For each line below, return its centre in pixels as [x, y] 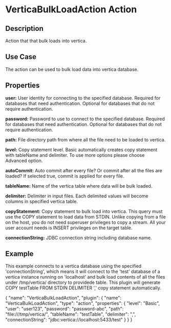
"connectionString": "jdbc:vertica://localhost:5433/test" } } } [69, 320]
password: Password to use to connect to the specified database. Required [85, 119]
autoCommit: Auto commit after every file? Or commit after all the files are [84, 170]
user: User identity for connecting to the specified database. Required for [83, 98]
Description [24, 29]
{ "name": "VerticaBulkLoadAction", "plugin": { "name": [63, 298]
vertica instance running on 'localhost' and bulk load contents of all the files [85, 277]
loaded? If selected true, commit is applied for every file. [65, 176]
